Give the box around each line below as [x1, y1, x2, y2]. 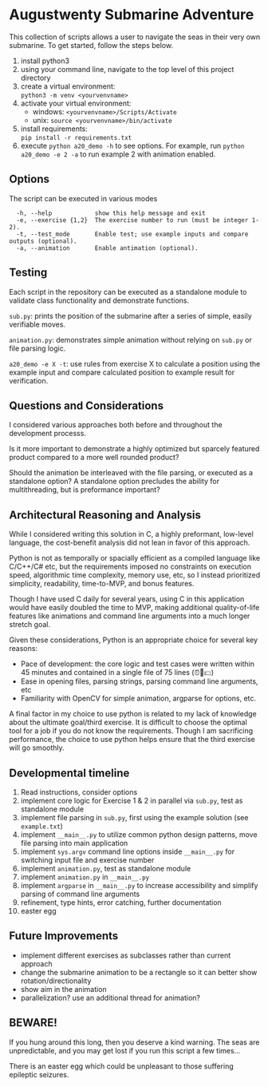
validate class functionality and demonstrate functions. [9, 296, 190, 305]
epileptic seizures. [9, 1069, 69, 1079]
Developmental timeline [9, 766, 130, 780]
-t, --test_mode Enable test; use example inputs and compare [16, 230, 249, 238]
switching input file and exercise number [20, 855, 155, 864]
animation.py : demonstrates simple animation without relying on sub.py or [9, 335, 252, 344]
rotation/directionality [20, 976, 92, 986]
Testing [9, 266, 48, 280]
